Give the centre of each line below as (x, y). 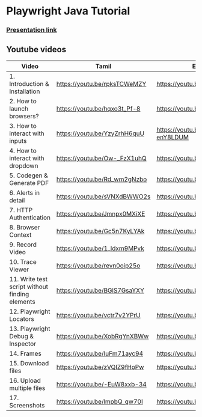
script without (29, 287)
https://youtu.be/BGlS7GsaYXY (100, 290)
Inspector (23, 344)
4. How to (23, 150)
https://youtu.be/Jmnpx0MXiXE (101, 213)
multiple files (27, 388)
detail (17, 200)
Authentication (30, 218)
